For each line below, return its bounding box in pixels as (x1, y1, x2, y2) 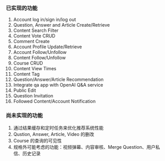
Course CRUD (13, 60, 43, 66)
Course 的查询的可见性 (13, 137, 62, 144)
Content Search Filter (13, 27, 59, 34)
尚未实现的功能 (6, 112, 43, 119)
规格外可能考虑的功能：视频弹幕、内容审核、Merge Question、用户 (13, 144, 156, 150)
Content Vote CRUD (13, 33, 56, 39)
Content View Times (13, 66, 57, 72)
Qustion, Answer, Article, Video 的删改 (13, 131, 95, 137)
